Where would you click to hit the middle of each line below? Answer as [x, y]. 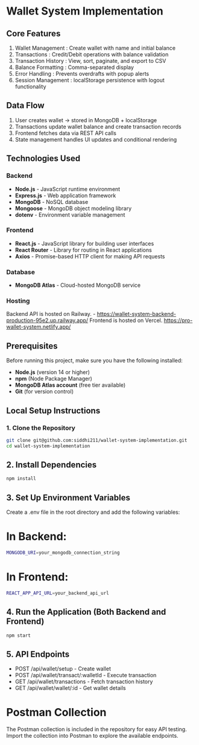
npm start [19, 635]
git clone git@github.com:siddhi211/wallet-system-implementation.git [97, 440]
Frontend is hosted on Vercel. [126, 320]
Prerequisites [32, 346]
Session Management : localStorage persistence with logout [90, 80]
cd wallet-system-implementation [48, 446]
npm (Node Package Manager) [53, 379]
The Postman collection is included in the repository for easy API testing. [96, 729]
